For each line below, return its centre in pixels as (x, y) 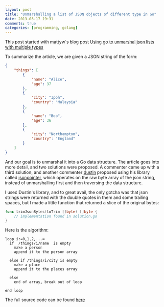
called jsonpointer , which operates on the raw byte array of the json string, (80, 177)
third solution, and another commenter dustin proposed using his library (78, 172)
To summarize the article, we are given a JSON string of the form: (71, 56)
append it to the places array (46, 269)
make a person (28, 248)
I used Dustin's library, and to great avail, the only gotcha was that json (77, 192)
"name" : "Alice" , (49, 79)
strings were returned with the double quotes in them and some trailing (77, 197)
